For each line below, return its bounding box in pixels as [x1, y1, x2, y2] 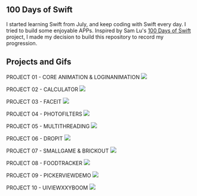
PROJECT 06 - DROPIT [6, 135, 63, 142]
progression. [6, 39, 38, 46]
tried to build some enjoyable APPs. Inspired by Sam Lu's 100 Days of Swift [6, 27, 191, 34]
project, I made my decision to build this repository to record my [6, 33, 164, 41]
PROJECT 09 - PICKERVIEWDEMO [6, 172, 91, 179]
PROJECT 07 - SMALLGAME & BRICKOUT [6, 147, 109, 154]
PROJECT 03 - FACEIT [6, 98, 61, 105]
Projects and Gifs [6, 57, 72, 67]
